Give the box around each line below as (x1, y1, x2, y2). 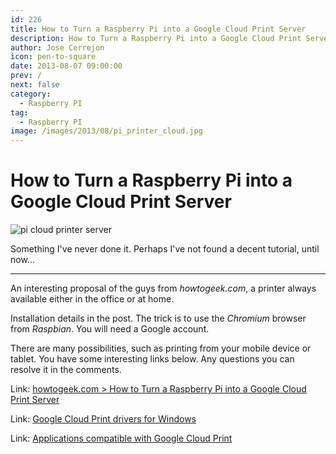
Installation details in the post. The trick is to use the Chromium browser (10, 312, 307, 325)
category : (10, 89, 52, 99)
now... (10, 254, 35, 266)
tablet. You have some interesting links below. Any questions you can (10, 353, 295, 365)
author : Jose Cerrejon (10, 42, 105, 53)
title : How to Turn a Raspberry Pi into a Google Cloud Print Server (10, 24, 307, 34)
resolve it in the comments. (10, 364, 122, 376)
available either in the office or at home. (10, 293, 175, 305)
